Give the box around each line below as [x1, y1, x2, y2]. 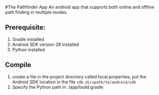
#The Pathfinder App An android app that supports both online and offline [5, 4, 155, 10]
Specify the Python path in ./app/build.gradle [12, 84, 104, 90]
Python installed [12, 46, 45, 53]
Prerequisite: [5, 23, 46, 32]
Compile [5, 61, 31, 69]
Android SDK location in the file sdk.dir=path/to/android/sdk [12, 79, 136, 85]
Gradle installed [12, 36, 44, 42]
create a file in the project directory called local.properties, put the [12, 74, 147, 79]
